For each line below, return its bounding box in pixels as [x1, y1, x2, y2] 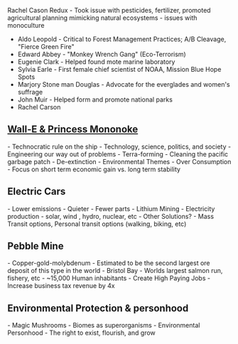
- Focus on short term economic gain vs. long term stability [7, 165, 181, 173]
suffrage [17, 88, 43, 96]
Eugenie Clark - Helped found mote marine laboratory [17, 58, 175, 66]
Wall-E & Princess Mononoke [7, 124, 139, 136]
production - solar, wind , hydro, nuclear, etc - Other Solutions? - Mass [7, 212, 215, 220]
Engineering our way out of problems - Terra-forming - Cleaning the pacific [7, 149, 229, 158]
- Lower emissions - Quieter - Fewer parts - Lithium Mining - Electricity [7, 204, 215, 213]
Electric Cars [7, 186, 66, 198]
